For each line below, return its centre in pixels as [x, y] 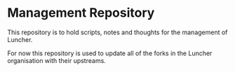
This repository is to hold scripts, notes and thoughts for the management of [117, 32]
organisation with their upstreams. [57, 60]
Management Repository [81, 13]
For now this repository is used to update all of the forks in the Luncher [110, 53]
